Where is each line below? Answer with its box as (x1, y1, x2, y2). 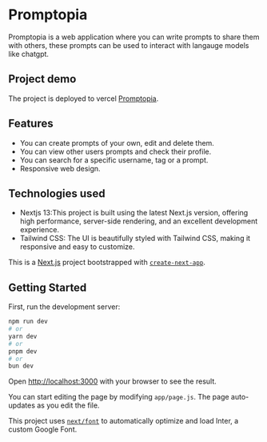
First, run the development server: (8, 302, 121, 311)
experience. (19, 225, 60, 235)
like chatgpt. (8, 49, 50, 58)
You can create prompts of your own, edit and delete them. (19, 138, 214, 147)
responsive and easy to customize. (19, 242, 135, 251)
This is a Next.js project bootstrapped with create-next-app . (8, 258, 206, 267)
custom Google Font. (8, 424, 78, 434)
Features (8, 117, 54, 131)
